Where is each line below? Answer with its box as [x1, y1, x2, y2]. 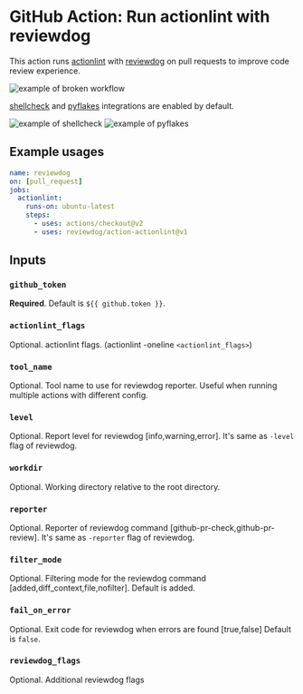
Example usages [9, 144, 105, 160]
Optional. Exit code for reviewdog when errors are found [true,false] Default [9, 623, 291, 634]
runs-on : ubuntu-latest [25, 202, 116, 211]
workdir [9, 463, 43, 474]
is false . [9, 633, 41, 644]
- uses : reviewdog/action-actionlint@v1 [33, 227, 188, 237]
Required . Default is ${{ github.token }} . [9, 298, 166, 309]
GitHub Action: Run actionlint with [9, 6, 270, 27]
